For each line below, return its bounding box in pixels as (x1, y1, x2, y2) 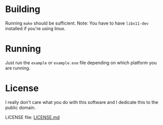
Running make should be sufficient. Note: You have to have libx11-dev (5, 20, 149, 26)
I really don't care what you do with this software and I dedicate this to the (5, 99, 158, 105)
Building (5, 4, 41, 15)
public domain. (5, 104, 36, 110)
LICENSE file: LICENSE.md (5, 114, 60, 120)
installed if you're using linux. (5, 25, 66, 31)
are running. (5, 65, 31, 71)
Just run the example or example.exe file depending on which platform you (5, 59, 157, 66)
